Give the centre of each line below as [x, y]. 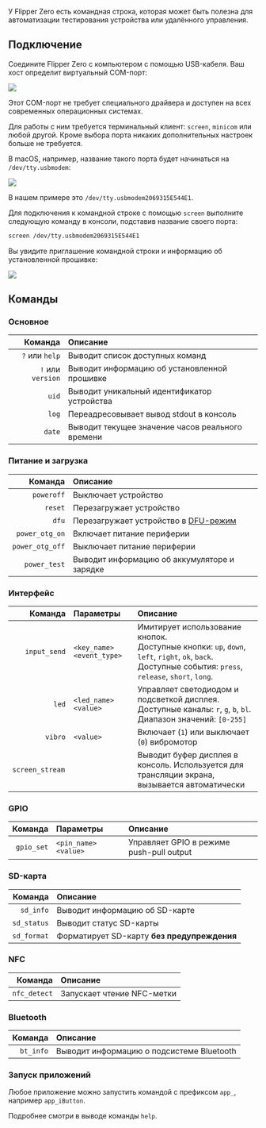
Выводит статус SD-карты [108, 922]
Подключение [46, 45]
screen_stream [39, 770]
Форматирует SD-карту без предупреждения [147, 936]
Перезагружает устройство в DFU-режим [154, 521]
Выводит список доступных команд [137, 356]
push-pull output [160, 853]
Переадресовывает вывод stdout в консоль [152, 414]
